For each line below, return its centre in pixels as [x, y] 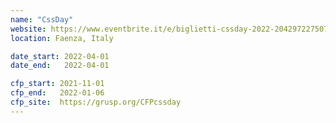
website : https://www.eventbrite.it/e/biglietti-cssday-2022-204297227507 [169, 29]
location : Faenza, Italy [62, 38]
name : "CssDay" [42, 19]
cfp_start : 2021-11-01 [57, 84]
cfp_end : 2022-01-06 [57, 93]
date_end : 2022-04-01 [60, 66]
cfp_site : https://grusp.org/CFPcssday [96, 102]
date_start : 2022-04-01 [60, 56]
